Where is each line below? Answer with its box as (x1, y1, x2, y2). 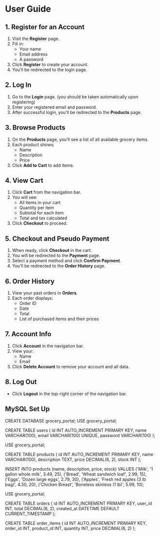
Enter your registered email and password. (12, 104, 97, 110)
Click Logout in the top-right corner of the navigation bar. (12, 391, 127, 397)
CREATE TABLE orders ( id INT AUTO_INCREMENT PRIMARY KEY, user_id (5, 500, 152, 506)
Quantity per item (19, 205, 54, 211)
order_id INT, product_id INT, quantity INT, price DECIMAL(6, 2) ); (5, 525, 136, 531)
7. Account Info (5, 330, 52, 338)
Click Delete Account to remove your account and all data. (12, 364, 130, 369)
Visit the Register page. (12, 36, 60, 41)
